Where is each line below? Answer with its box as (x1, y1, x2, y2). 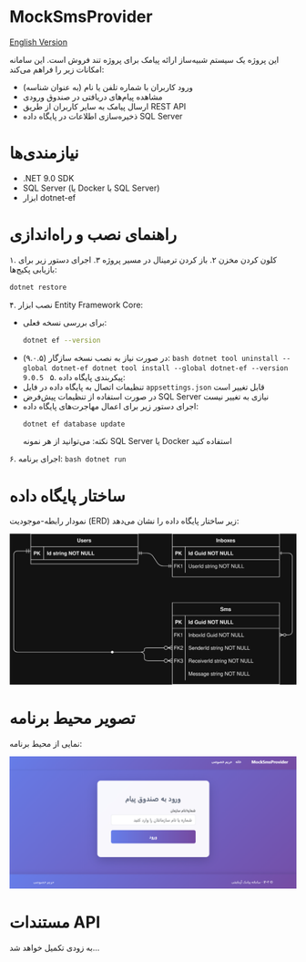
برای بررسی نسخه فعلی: (22, 316, 107, 327)
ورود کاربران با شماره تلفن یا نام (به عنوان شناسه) (22, 81, 193, 92)
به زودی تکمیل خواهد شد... (9, 942, 100, 953)
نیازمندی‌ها (9, 143, 79, 163)
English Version (9, 36, 68, 47)
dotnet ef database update (22, 419, 126, 429)
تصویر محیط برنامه (9, 708, 136, 729)
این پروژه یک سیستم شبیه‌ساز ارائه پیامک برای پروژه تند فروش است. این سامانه (9, 54, 280, 65)
